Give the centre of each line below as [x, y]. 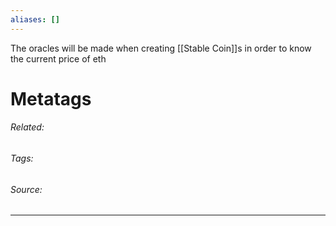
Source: [26, 189]
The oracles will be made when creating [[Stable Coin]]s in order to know [161, 48]
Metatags [51, 98]
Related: [27, 127]
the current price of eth [58, 58]
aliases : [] [35, 19]
